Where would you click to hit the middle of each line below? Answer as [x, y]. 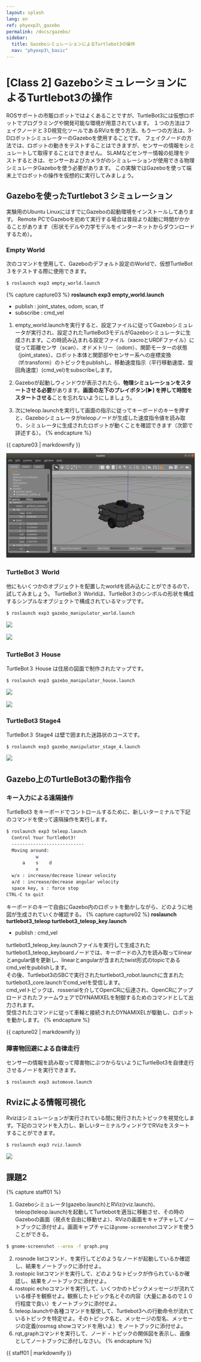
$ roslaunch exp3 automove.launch [49, 1082]
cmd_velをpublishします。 [38, 967]
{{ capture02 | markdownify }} [43, 1032]
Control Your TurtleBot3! [44, 838]
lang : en [17, 19]
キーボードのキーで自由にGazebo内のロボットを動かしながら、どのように [97, 906]
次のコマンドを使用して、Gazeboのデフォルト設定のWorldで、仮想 [88, 263]
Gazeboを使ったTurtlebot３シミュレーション [89, 196]
